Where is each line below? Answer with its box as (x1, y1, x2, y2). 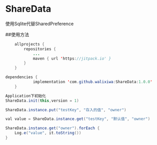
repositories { (24, 46, 56, 52)
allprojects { (14, 41, 45, 46)
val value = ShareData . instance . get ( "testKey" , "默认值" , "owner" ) (5, 116, 150, 122)
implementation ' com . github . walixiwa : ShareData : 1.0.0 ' (32, 80, 153, 85)
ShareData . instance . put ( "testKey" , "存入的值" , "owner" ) (5, 107, 127, 112)
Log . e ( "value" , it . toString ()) (14, 131, 82, 136)
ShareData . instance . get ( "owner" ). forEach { (5, 126, 100, 131)
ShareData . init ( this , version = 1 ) (5, 98, 80, 103)
